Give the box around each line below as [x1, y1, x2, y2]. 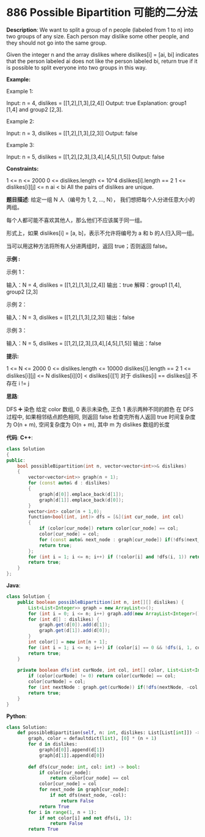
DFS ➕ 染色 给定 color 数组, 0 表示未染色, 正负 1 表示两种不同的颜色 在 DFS [6, 405, 194, 412]
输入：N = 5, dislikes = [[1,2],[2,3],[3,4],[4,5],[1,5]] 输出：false [6, 339, 162, 347]
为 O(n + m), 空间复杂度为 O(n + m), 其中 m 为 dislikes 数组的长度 [6, 420, 170, 428]
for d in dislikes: [28, 741, 78, 747]
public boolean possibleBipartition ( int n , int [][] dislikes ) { [17, 599, 184, 605]
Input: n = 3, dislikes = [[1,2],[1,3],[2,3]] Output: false [6, 129, 138, 137]
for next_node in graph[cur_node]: [38, 786, 130, 793]
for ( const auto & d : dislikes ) [28, 480, 111, 486]
